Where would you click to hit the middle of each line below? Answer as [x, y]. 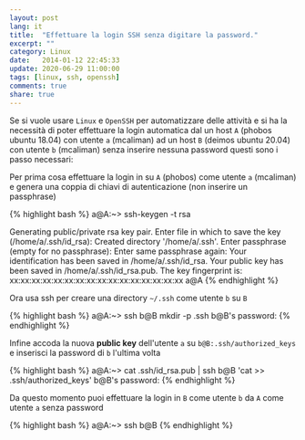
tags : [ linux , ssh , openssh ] [65, 78]
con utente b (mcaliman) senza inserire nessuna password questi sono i [144, 149]
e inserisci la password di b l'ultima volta [85, 352]
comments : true [38, 86]
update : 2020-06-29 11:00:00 [65, 69]
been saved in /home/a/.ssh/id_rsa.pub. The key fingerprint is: [126, 270]
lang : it [26, 26]
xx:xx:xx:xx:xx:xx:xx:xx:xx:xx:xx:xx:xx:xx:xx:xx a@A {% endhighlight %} [144, 280]
